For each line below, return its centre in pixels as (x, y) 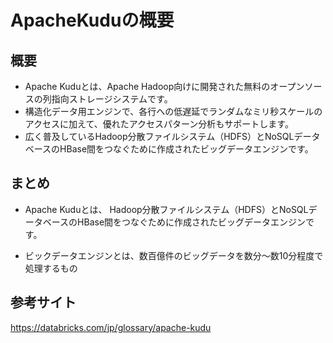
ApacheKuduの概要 (92, 20)
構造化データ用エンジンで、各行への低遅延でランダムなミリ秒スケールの (173, 111)
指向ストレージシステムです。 (112, 99)
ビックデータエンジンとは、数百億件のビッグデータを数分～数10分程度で (174, 255)
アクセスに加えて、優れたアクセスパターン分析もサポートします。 (159, 124)
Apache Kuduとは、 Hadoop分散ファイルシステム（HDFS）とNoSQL (166, 209)
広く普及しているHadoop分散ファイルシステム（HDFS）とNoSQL (159, 136)
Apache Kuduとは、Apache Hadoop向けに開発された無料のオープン (164, 86)
